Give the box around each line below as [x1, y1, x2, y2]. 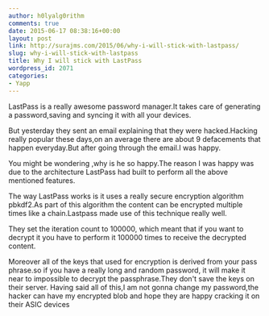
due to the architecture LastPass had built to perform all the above [8, 167, 228, 177]
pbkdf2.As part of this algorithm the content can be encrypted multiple [8, 199, 243, 210]
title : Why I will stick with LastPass [8, 57, 143, 65]
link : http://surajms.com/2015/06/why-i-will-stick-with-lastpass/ [8, 42, 240, 50]
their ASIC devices [8, 299, 70, 309]
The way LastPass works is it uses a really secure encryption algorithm [8, 191, 244, 201]
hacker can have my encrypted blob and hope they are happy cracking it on [8, 291, 260, 301]
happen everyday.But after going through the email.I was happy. [8, 143, 221, 152]
